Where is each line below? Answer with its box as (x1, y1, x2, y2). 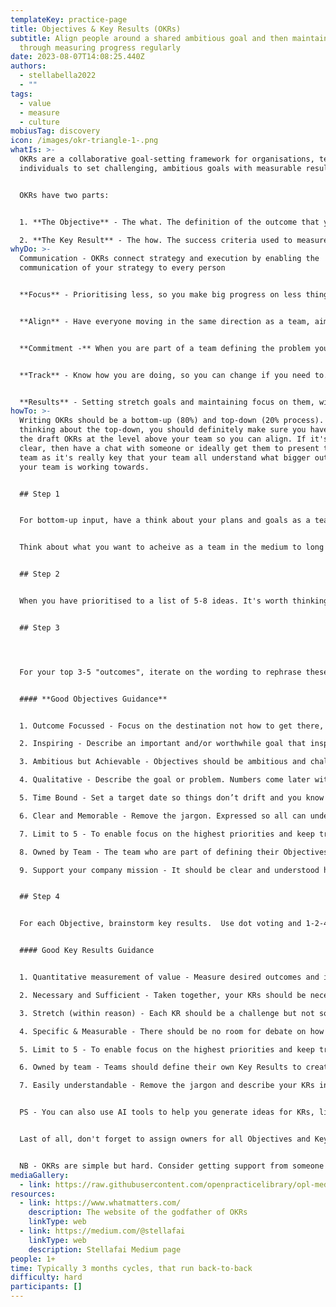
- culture (19, 117, 60, 127)
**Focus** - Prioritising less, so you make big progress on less (19, 290, 302, 300)
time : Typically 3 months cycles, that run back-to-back (10, 1263, 253, 1273)
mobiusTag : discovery (10, 126, 101, 136)
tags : (10, 89, 33, 99)
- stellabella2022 (19, 71, 97, 81)
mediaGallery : (10, 1170, 70, 1180)
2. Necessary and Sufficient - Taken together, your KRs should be (19, 990, 307, 1000)
